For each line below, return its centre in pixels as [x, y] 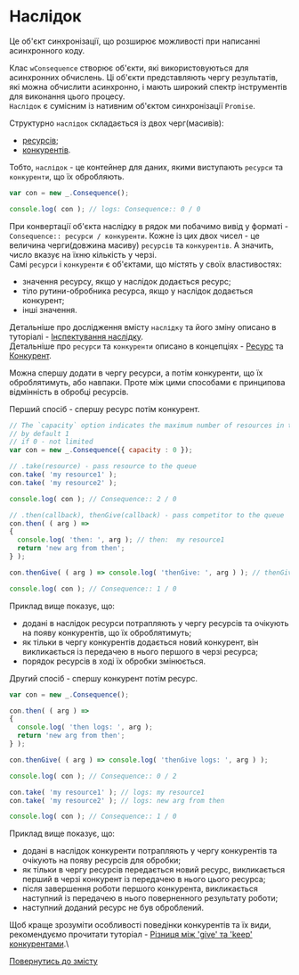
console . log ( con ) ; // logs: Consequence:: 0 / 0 [105, 209]
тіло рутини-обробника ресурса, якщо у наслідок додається [137, 291]
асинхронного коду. [47, 50]
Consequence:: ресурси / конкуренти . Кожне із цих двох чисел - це [134, 235]
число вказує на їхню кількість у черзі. [83, 254]
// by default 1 [39, 434]
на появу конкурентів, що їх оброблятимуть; [107, 632]
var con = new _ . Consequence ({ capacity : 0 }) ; [101, 450]
